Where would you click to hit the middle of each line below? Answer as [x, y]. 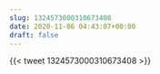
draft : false [34, 35]
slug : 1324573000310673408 [60, 18]
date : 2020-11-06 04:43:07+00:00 [73, 26]
